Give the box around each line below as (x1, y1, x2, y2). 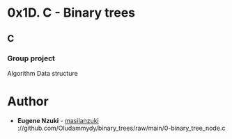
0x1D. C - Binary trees (7, 5, 136, 21)
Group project (7, 54, 56, 63)
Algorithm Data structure (7, 69, 78, 77)
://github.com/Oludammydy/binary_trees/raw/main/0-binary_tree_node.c (17, 124, 226, 132)
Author (7, 94, 49, 109)
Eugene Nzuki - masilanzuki (17, 116, 99, 124)
